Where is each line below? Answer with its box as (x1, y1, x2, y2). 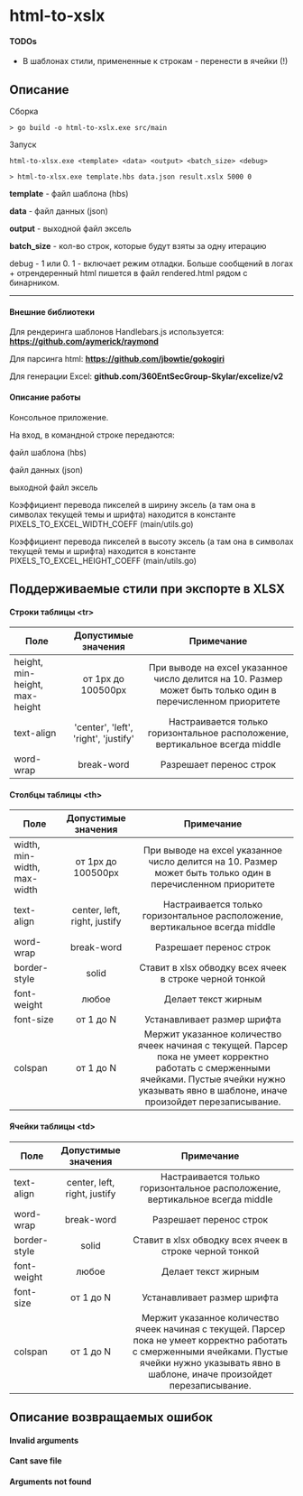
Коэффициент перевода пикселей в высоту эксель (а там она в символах (9, 536, 294, 547)
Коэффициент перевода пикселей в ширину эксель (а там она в (9, 499, 256, 510)
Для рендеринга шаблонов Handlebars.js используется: (9, 327, 225, 337)
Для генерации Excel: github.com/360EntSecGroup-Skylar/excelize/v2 (9, 371, 284, 382)
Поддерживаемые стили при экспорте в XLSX (9, 581, 286, 596)
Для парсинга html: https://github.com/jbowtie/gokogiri (9, 354, 225, 365)
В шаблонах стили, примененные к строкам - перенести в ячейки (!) (22, 56, 289, 67)
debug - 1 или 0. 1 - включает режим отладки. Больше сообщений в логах (9, 258, 294, 269)
